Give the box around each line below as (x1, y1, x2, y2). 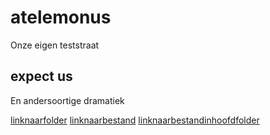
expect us (10, 68, 73, 85)
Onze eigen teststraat (10, 39, 100, 51)
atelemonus (10, 6, 112, 29)
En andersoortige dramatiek (10, 94, 125, 106)
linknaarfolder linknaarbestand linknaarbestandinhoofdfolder (10, 114, 260, 126)
